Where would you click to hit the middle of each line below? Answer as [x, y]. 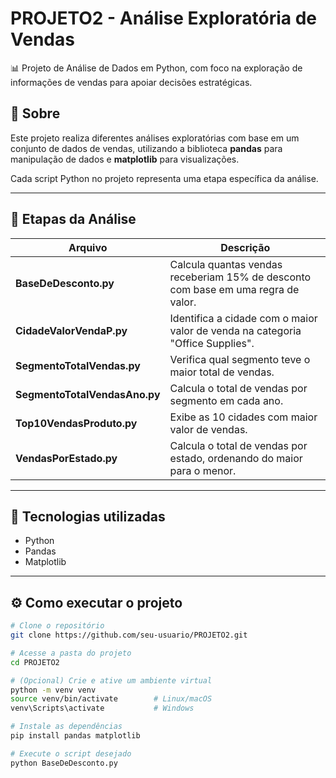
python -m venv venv [53, 690]
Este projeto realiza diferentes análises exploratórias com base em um [155, 138]
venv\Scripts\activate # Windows [102, 708]
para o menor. [203, 470]
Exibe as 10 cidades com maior [243, 417]
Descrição [245, 247]
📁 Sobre [35, 113]
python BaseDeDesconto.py [64, 763]
